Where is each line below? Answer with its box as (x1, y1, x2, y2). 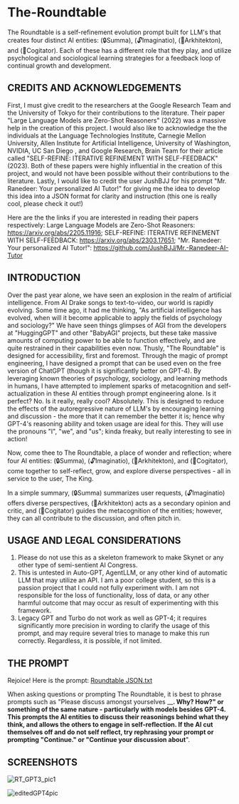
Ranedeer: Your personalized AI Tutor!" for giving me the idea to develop (7, 184, 221, 192)
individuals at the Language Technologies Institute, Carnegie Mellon (7, 131, 206, 140)
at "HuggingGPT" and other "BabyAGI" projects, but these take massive (7, 329, 218, 337)
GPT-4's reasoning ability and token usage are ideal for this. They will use (7, 419, 224, 428)
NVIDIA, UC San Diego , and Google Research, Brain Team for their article (7, 146, 223, 155)
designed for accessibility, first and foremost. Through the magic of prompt (7, 351, 228, 360)
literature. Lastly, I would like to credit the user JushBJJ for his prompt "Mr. (7, 176, 227, 185)
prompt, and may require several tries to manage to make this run (17, 629, 210, 638)
